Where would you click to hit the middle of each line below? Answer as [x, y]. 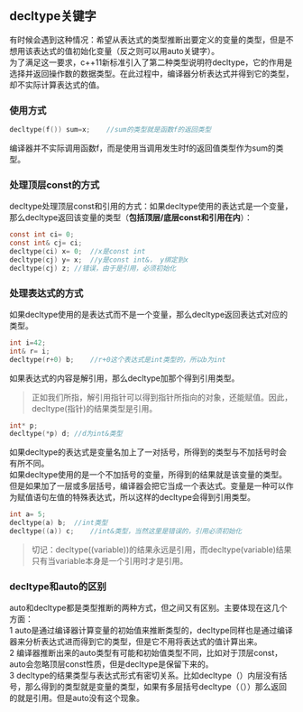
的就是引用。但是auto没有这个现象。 [77, 698]
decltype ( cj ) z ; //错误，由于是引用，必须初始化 [93, 268]
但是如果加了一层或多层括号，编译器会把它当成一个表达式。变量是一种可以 [147, 486]
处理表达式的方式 [46, 293]
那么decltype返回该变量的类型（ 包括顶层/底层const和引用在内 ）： [131, 217]
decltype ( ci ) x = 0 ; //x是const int [78, 252]
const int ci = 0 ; [42, 235]
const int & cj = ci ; [46, 243]
